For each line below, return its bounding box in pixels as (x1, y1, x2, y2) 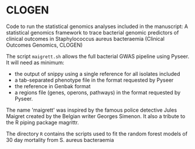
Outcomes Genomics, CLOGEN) (6, 41, 83, 48)
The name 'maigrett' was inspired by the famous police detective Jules (6, 106, 177, 113)
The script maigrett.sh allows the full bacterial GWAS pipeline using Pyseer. (6, 53, 189, 60)
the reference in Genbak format (14, 82, 91, 89)
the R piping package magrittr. (6, 119, 79, 126)
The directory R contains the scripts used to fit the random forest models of (6, 130, 188, 137)
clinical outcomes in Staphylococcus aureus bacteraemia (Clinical (6, 35, 165, 42)
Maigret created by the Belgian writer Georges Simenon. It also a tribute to (6, 112, 186, 120)
